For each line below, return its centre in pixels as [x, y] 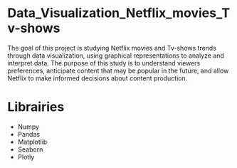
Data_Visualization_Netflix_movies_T [118, 13]
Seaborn [30, 149]
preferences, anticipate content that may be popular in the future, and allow [118, 70]
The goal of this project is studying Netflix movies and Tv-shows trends [112, 48]
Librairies [36, 107]
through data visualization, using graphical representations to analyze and [116, 56]
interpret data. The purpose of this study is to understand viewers [104, 63]
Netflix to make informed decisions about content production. [98, 78]
